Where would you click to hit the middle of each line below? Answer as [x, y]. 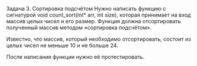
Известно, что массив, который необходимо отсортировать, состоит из [98, 39]
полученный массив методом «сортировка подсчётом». [79, 27]
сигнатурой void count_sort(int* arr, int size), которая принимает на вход [98, 15]
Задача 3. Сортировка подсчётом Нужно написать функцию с [86, 9]
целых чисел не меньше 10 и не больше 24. [62, 45]
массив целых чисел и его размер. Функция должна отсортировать [94, 21]
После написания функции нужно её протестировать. [75, 57]
